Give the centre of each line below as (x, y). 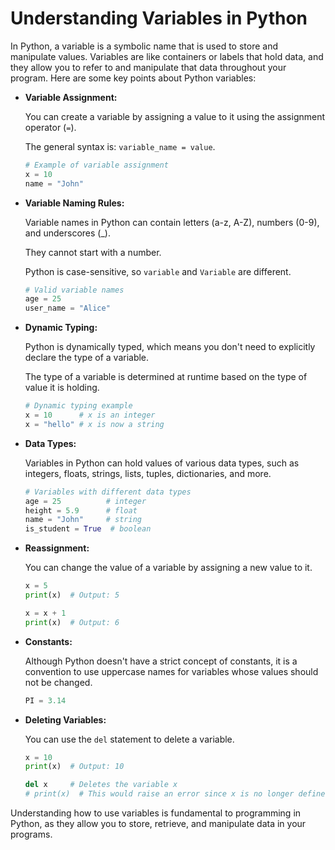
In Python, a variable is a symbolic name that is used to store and (144, 46)
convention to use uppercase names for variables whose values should (171, 671)
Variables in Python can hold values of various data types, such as (162, 463)
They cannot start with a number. (93, 252)
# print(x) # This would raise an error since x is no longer (159, 794)
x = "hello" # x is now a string (94, 424)
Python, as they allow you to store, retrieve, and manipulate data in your (158, 824)
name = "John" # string (83, 520)
